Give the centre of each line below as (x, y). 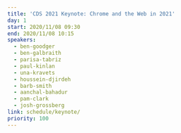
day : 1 (17, 20)
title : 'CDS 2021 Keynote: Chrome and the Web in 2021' (91, 14)
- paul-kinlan (34, 66)
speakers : (22, 40)
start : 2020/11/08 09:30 (44, 27)
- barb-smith (33, 86)
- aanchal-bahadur (41, 92)
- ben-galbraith (37, 53)
